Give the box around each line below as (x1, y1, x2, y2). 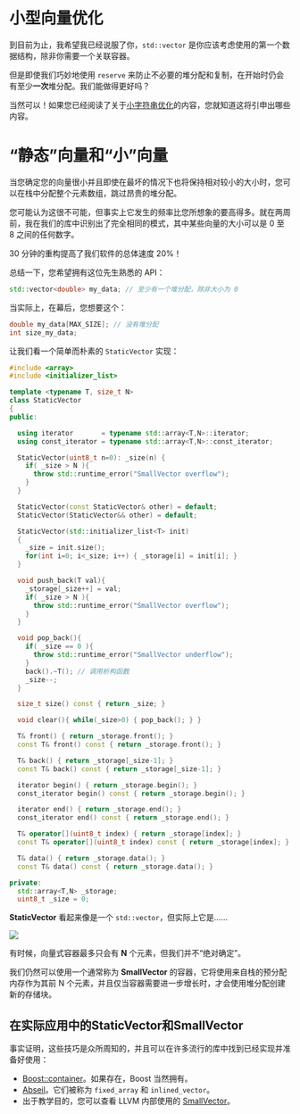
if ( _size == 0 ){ (25, 642, 94, 652)
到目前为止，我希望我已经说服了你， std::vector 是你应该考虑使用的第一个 (9, 39, 283, 50)
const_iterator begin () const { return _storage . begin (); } (17, 789, 246, 798)
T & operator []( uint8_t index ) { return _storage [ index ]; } (17, 829, 242, 839)
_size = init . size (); (25, 544, 105, 553)
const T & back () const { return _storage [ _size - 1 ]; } (17, 764, 221, 773)
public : (9, 412, 38, 421)
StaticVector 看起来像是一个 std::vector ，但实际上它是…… (9, 912, 229, 923)
